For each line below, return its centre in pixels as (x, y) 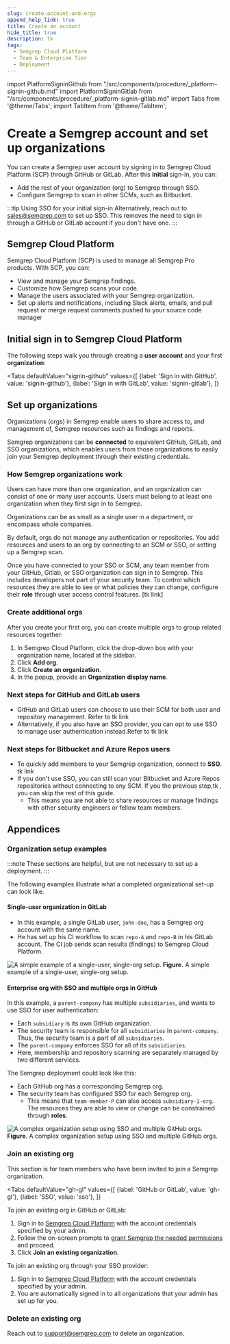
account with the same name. (59, 930)
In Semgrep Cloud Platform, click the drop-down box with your (105, 647)
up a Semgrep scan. (35, 552)
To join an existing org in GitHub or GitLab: (67, 1210)
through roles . (47, 1116)
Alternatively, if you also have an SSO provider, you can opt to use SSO (117, 724)
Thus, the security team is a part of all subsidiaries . (90, 1038)
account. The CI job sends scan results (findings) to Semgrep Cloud (113, 944)
